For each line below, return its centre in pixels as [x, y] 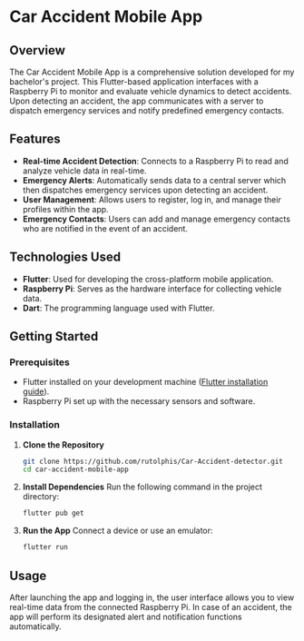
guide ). [36, 391]
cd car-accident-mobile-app [75, 469]
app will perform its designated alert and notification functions [126, 616]
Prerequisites [39, 362]
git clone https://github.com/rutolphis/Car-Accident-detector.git [152, 461]
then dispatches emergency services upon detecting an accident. [145, 190]
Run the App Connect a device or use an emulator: [118, 531]
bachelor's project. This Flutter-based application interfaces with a [134, 82]
